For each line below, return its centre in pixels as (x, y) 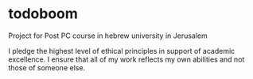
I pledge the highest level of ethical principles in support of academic (122, 51)
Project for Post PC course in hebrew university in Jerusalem (108, 36)
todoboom (43, 14)
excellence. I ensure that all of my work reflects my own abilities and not (127, 59)
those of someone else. (47, 67)
